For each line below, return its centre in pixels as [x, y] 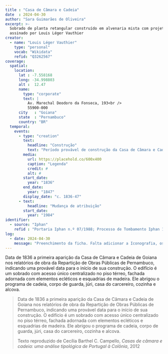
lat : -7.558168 [35, 75]
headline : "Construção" [52, 145]
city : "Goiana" [37, 113]
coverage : [15, 61]
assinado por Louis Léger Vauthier [47, 33]
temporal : [20, 127]
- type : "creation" [38, 136]
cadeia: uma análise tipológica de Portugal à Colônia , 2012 [78, 346]
